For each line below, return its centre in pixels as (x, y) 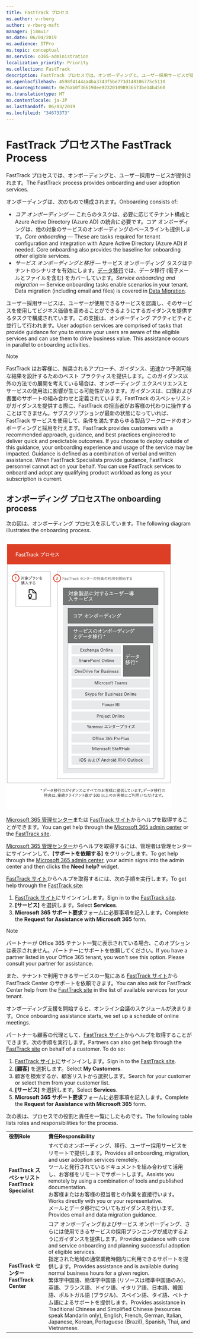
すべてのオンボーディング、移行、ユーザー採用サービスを (118, 1146)
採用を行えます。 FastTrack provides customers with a (107, 428)
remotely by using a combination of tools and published (116, 1181)
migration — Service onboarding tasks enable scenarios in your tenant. (101, 284)
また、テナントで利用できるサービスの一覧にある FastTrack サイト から (92, 976)
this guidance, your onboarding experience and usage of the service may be (99, 447)
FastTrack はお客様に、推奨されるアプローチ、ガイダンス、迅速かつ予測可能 (99, 368)
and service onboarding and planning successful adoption (119, 1245)
